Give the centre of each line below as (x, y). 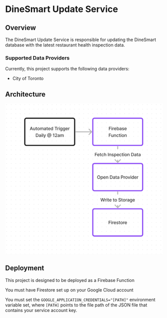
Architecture (25, 94)
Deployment (25, 268)
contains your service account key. (41, 310)
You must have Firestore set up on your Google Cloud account (69, 290)
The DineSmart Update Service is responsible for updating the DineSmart (81, 39)
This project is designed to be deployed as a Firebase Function (70, 280)
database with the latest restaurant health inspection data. (65, 45)
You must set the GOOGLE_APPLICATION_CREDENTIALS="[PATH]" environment (80, 299)
